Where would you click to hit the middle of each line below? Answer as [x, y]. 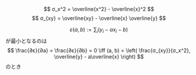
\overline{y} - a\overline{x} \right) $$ [99, 56]
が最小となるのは [26, 40]
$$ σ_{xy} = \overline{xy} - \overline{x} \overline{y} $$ [99, 18]
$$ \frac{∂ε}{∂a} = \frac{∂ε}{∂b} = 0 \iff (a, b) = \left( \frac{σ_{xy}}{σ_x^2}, [99, 50]
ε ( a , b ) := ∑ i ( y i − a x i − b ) [99, 30]
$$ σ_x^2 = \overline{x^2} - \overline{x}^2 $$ [99, 9]
